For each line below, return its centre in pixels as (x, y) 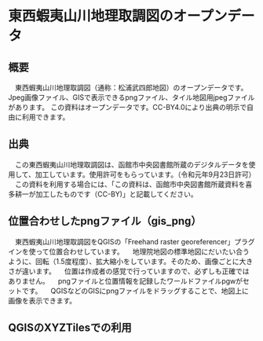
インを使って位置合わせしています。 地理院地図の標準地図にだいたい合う (129, 251)
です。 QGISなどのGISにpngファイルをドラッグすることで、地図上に (135, 291)
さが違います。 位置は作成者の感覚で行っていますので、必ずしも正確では (129, 271)
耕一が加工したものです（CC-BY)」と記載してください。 (106, 194)
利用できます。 (46, 117)
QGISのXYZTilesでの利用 (70, 328)
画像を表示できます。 (42, 300)
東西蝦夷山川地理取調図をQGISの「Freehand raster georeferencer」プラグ (135, 241)
